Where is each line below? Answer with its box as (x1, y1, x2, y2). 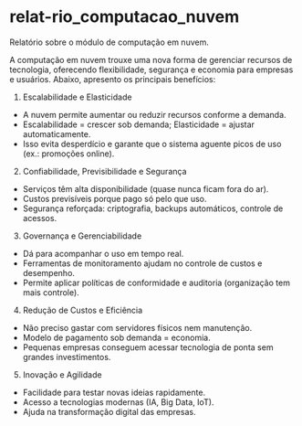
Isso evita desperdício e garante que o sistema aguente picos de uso (22, 138, 282, 149)
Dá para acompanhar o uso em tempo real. (22, 248, 184, 259)
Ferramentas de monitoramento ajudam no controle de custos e (22, 258, 263, 269)
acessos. (22, 212, 57, 223)
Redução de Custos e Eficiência (22, 304, 143, 315)
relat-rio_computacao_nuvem (9, 6, 240, 27)
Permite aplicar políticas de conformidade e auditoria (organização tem (22, 277, 290, 288)
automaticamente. (22, 128, 91, 139)
